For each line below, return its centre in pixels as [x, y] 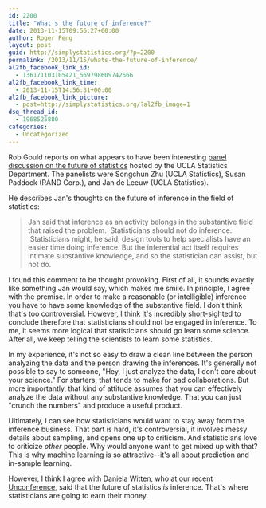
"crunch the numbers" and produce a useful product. [96, 405]
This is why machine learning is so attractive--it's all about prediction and [129, 455]
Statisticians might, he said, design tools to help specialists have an [140, 238]
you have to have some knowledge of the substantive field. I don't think [125, 305]
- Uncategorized [42, 134]
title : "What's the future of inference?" [80, 23]
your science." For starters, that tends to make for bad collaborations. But [129, 380]
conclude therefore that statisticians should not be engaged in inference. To [133, 322]
